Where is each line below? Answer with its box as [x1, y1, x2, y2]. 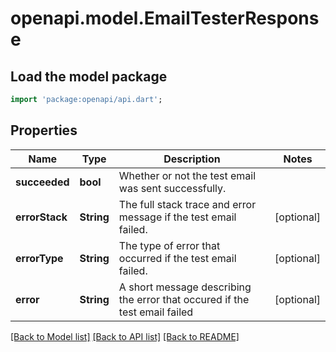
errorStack [15, 210, 68, 224]
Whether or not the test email [118, 168, 257, 182]
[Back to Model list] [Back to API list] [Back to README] [10, 330, 240, 342]
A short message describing [118, 280, 252, 294]
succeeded [15, 175, 70, 189]
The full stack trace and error [118, 197, 257, 211]
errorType [15, 251, 64, 265]
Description [163, 152, 221, 166]
